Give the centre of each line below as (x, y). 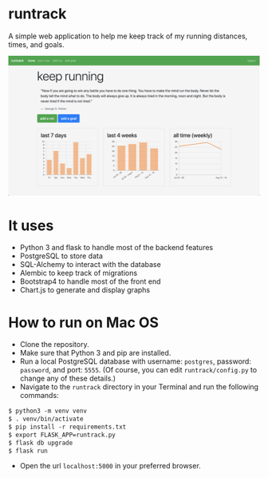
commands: (39, 396)
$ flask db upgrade (41, 443)
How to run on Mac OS (84, 323)
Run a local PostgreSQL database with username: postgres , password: (135, 361)
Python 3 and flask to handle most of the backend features (116, 248)
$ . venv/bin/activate (46, 419)
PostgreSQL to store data (61, 256)
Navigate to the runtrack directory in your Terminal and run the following (139, 387)
